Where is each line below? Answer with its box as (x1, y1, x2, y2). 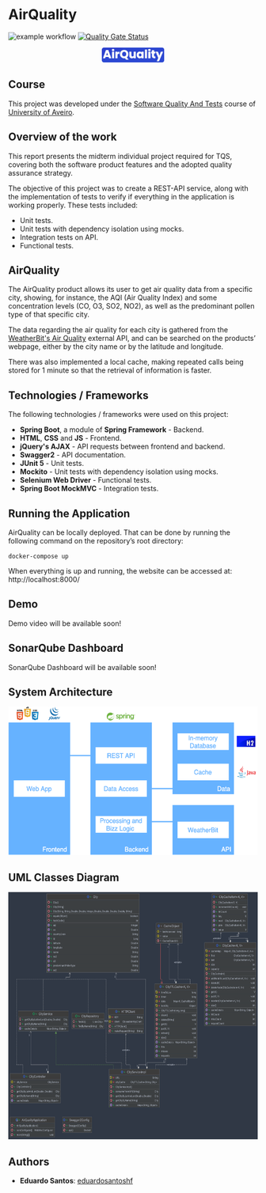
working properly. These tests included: (8, 200, 139, 210)
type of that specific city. (8, 310, 89, 320)
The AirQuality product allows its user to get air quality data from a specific (8, 285, 253, 294)
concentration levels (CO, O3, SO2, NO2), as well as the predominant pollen (8, 301, 255, 311)
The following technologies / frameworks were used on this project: (8, 410, 229, 419)
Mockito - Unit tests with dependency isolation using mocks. (19, 467, 219, 476)
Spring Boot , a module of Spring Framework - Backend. (19, 425, 204, 434)
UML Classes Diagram (8, 870, 120, 884)
